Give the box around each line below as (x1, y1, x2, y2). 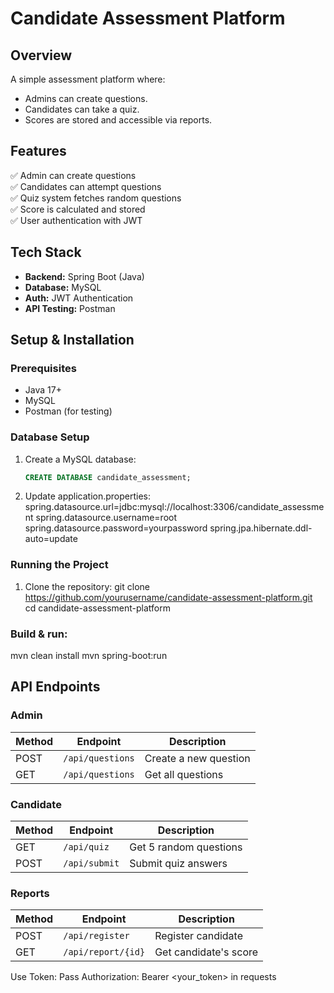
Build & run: (10, 627, 68, 641)
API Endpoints (10, 678, 101, 696)
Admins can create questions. (24, 93, 148, 104)
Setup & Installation (10, 332, 135, 349)
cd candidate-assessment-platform (24, 602, 172, 614)
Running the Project (10, 558, 109, 572)
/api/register (63, 930, 130, 942)
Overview (10, 47, 73, 64)
